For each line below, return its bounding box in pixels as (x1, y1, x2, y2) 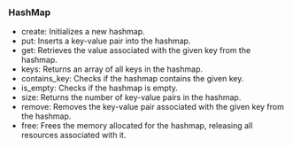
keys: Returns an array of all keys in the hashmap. (20, 64, 203, 74)
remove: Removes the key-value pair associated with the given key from (20, 102, 284, 112)
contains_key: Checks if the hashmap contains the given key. (20, 73, 244, 84)
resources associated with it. (20, 130, 127, 141)
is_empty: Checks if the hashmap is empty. (20, 82, 179, 94)
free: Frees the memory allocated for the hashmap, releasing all (20, 120, 253, 131)
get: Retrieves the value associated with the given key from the (20, 45, 251, 56)
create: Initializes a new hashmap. (20, 27, 145, 37)
